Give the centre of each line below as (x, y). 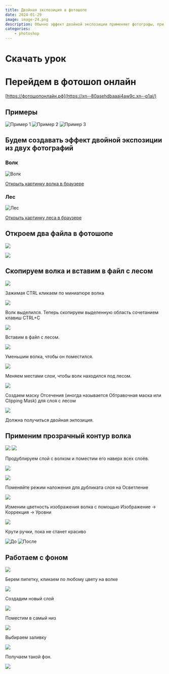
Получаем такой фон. (28, 657)
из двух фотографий (39, 148)
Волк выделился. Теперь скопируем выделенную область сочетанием (82, 312)
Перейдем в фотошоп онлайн (71, 82)
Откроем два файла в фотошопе (59, 234)
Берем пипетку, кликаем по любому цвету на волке (61, 579)
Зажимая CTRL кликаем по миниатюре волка (55, 293)
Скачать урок (36, 59)
